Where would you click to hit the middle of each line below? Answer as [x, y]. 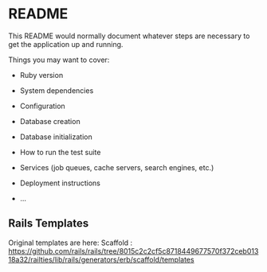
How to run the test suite [60, 152]
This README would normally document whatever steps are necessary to [129, 36]
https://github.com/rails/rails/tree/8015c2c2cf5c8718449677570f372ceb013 [133, 251]
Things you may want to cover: [59, 60]
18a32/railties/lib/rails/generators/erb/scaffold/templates [101, 259]
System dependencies [57, 90]
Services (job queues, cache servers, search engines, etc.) [117, 167]
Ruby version [41, 75]
